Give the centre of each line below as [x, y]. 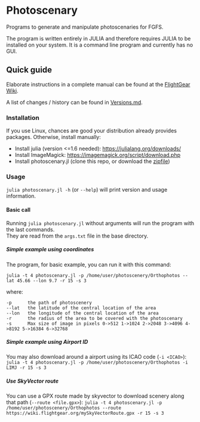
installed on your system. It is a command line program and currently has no [100, 45]
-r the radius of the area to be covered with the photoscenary [95, 318]
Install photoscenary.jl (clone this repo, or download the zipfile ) [92, 161]
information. [21, 196]
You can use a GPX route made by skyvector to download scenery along [95, 396]
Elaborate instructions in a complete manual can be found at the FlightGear [98, 84]
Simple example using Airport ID [47, 342]
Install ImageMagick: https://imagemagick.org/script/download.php [98, 155]
